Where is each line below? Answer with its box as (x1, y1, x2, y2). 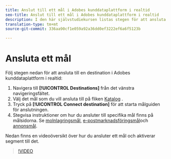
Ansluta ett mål (5, 53, 72, 64)
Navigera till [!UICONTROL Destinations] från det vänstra (12, 85, 135, 91)
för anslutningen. (12, 107, 49, 113)
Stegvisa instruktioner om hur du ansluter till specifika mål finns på (12, 112, 154, 118)
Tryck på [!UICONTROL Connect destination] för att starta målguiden (12, 101, 160, 108)
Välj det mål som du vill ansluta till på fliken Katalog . (12, 96, 123, 102)
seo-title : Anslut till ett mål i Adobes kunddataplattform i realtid (5, 12, 159, 17)
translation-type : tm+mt (5, 21, 58, 27)
